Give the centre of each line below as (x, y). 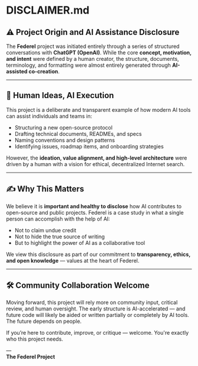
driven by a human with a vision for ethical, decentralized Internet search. (95, 164)
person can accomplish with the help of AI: (58, 219)
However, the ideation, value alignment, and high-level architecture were (97, 158)
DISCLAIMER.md (48, 10)
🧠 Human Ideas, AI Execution (60, 95)
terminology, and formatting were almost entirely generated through (88, 65)
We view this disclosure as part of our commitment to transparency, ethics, (98, 254)
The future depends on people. (44, 321)
